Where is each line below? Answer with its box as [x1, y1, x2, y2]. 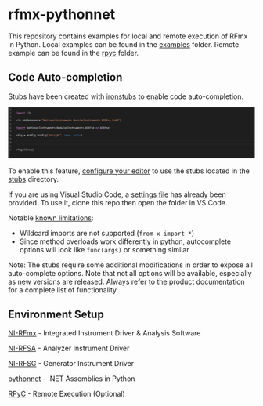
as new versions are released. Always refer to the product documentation [8, 277, 245, 286]
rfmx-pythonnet [8, 5, 116, 24]
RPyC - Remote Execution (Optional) [8, 390, 125, 399]
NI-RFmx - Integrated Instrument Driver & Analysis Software [8, 328, 201, 338]
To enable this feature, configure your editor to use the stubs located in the [8, 166, 250, 176]
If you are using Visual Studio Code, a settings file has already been [8, 190, 226, 199]
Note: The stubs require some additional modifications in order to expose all [8, 260, 253, 270]
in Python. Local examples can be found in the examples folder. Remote [8, 39, 240, 49]
